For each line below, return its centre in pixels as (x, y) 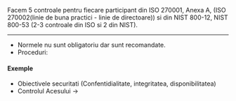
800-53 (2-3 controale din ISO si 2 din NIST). (73, 25)
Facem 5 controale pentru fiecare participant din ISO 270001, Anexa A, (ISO (117, 10)
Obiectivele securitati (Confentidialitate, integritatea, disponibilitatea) (117, 84)
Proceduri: (33, 52)
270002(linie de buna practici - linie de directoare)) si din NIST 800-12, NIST (118, 17)
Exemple (20, 68)
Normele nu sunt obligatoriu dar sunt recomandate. (92, 45)
